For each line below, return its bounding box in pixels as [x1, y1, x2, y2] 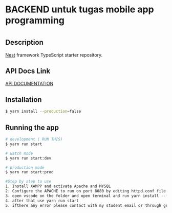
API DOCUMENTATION [5, 80, 54, 86]
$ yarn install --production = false [5, 109, 81, 114]
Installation [5, 95, 42, 104]
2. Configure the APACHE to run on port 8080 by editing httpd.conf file [5, 189, 166, 194]
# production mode [5, 165, 45, 170]
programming [5, 14, 65, 26]
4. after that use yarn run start [5, 198, 79, 203]
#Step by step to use [5, 179, 52, 184]
